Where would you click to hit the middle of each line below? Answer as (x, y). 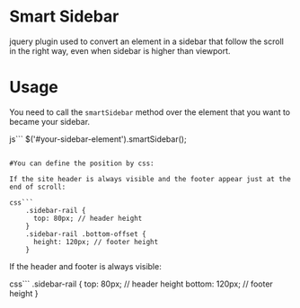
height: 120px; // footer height (96, 242)
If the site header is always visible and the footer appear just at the (150, 179)
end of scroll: (38, 187)
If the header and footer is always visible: (85, 266)
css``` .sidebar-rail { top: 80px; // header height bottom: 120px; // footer (141, 284)
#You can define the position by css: (82, 163)
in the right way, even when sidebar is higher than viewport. (120, 50)
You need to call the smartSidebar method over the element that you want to (150, 112)
